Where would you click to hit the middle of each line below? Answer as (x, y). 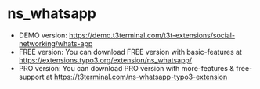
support (31, 77)
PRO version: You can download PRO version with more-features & (126, 68)
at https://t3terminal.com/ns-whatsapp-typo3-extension (137, 77)
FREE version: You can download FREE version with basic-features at (130, 52)
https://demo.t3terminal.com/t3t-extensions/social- (152, 35)
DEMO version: (43, 35)
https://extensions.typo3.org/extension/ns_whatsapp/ (105, 60)
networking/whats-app (56, 43)
